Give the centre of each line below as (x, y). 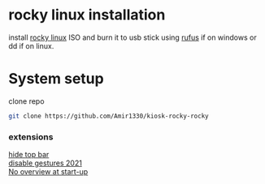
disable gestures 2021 (46, 163)
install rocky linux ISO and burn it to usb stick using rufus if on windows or (133, 37)
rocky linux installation (87, 15)
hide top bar (29, 155)
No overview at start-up (48, 172)
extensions (31, 137)
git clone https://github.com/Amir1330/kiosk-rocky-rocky (109, 116)
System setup (56, 79)
